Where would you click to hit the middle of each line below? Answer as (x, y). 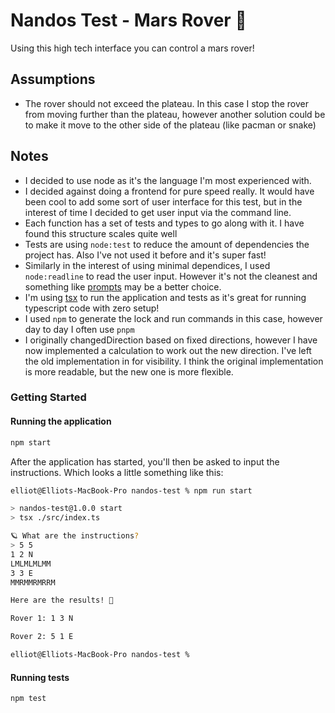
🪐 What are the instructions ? (75, 536)
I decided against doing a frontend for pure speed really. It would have (169, 191)
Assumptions (53, 79)
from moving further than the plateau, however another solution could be (175, 114)
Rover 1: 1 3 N (42, 619)
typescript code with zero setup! (92, 308)
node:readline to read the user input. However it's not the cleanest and (171, 276)
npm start (31, 442)
